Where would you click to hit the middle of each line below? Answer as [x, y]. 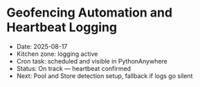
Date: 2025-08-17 [42, 46]
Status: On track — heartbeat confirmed [74, 68]
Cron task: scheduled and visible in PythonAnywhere [92, 61]
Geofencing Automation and [90, 13]
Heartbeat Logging [62, 27]
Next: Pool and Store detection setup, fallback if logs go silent [104, 76]
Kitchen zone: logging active [57, 54]
